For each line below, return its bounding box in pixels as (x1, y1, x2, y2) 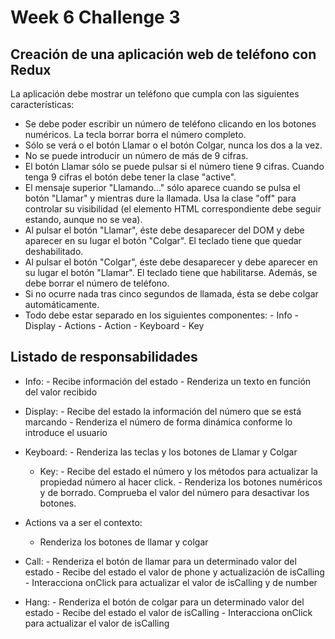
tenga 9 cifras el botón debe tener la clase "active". (24, 171, 237, 183)
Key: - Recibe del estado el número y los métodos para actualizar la (39, 465, 318, 477)
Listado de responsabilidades (10, 349, 198, 366)
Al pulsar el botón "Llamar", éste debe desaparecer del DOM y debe (24, 224, 305, 236)
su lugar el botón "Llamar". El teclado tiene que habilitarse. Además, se (24, 267, 318, 278)
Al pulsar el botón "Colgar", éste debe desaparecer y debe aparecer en (24, 256, 318, 268)
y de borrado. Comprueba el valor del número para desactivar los (39, 486, 310, 498)
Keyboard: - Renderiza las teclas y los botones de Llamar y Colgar (24, 446, 298, 458)
